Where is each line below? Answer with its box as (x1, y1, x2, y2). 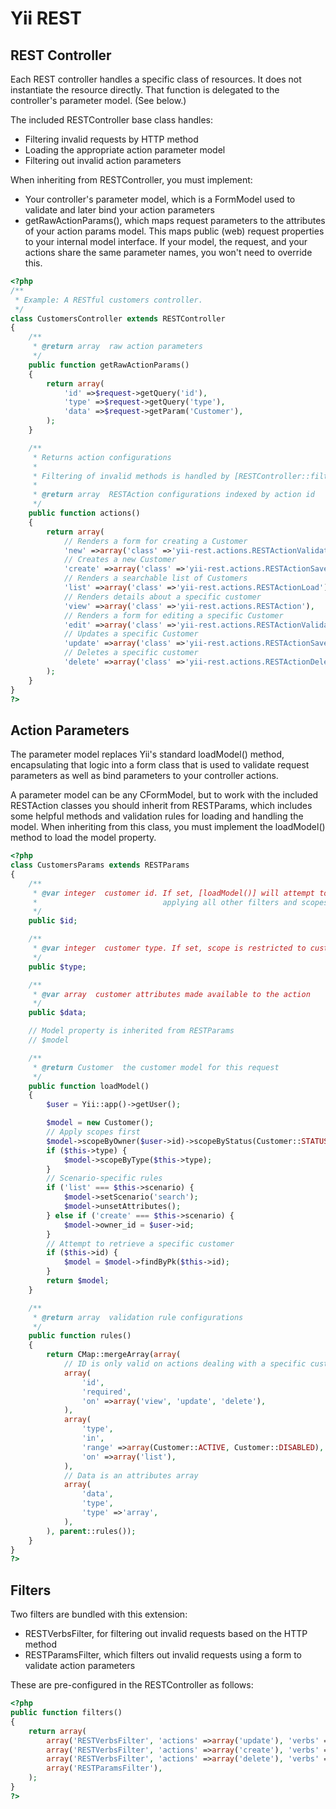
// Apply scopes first (46, 1127, 141, 1137)
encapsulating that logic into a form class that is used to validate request (10, 759, 310, 771)
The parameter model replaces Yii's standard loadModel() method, (10, 748, 285, 761)
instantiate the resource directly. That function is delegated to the (10, 84, 280, 96)
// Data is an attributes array (63, 1470, 199, 1481)
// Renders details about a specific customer (63, 592, 262, 602)
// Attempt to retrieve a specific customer (46, 1238, 235, 1249)
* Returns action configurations (32, 452, 172, 462)
